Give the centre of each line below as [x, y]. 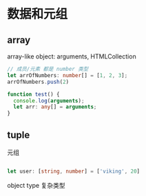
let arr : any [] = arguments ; [55, 107]
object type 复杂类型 [36, 185]
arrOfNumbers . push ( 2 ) [38, 82]
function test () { [33, 94]
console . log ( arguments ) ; [49, 100]
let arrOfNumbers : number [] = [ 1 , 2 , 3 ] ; [67, 75]
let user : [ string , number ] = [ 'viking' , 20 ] [73, 171]
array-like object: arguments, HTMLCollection [72, 56]
